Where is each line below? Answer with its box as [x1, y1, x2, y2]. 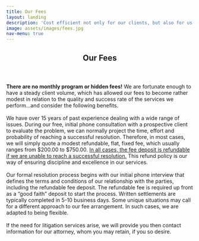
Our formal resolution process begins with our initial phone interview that [6, 171, 185, 178]
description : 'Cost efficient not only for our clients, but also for [6, 20, 185, 26]
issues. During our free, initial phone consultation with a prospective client [6, 120, 188, 128]
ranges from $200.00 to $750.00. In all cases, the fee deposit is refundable [6, 146, 190, 153]
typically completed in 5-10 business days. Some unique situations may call [6, 196, 191, 204]
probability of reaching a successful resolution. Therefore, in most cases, [6, 133, 185, 140]
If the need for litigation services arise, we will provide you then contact [6, 221, 181, 229]
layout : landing [6, 14, 46, 20]
